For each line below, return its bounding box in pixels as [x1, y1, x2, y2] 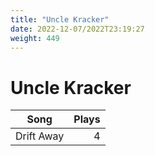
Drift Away [15, 129, 65, 143]
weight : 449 [10, 33, 60, 43]
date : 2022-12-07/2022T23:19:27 [10, 24, 145, 34]
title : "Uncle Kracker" [10, 14, 110, 25]
